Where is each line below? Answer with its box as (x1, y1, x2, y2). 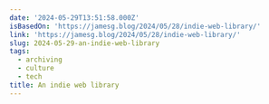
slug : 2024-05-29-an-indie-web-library (9, 38, 160, 48)
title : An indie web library (9, 80, 120, 90)
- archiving (17, 55, 63, 64)
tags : (9, 47, 30, 56)
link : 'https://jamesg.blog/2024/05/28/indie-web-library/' (9, 30, 242, 39)
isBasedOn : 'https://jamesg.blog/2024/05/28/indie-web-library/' (9, 22, 261, 31)
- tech (17, 72, 43, 81)
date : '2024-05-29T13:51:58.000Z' (9, 13, 140, 23)
